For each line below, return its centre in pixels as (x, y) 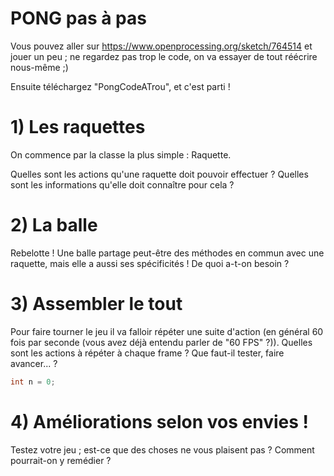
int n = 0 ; (33, 382)
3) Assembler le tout (96, 304)
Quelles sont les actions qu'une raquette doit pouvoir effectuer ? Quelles (159, 174)
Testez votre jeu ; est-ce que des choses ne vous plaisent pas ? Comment (162, 449)
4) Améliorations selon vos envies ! (160, 421)
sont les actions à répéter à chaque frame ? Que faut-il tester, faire (147, 353)
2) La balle (54, 225)
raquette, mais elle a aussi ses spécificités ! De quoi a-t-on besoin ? (150, 263)
